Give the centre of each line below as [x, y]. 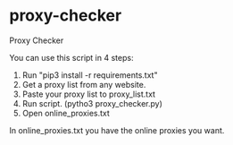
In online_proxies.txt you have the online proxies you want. [117, 130]
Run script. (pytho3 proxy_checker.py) [92, 103]
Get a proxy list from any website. [84, 84]
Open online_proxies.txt [66, 113]
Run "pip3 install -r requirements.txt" [90, 75]
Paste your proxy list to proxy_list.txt [89, 94]
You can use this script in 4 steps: [71, 57]
